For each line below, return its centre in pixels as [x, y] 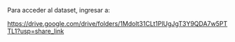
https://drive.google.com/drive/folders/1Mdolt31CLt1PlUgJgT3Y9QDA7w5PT [117, 23]
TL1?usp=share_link [36, 31]
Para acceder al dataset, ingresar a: [59, 10]
